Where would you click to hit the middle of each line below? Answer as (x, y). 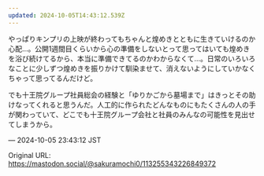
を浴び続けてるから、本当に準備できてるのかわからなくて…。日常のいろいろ (132, 58)
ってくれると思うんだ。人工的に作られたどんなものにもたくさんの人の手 (139, 104)
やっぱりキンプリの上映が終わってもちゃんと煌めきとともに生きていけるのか (132, 38)
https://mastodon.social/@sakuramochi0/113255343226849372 (112, 163)
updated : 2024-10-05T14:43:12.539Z (67, 15)
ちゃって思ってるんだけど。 (52, 78)
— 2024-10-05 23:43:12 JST (55, 140)
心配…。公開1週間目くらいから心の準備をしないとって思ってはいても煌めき (129, 49)
